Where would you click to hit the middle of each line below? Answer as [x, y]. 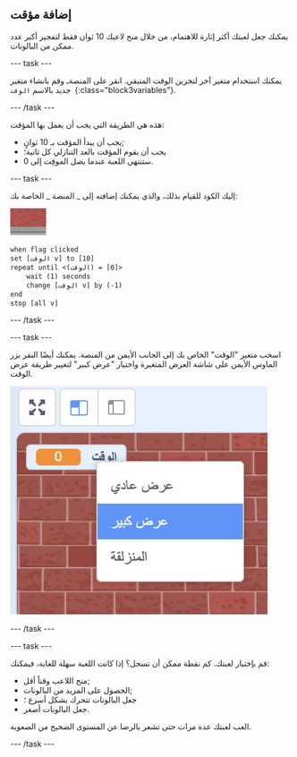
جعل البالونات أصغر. [56, 709]
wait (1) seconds [59, 276]
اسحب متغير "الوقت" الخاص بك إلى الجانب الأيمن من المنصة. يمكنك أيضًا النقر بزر [146, 354]
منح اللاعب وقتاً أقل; [56, 680]
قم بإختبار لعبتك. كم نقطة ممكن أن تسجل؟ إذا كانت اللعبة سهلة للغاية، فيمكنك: [140, 663]
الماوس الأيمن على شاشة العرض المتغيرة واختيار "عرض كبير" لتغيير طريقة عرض [144, 364]
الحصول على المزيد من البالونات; [78, 690]
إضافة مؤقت [41, 15]
